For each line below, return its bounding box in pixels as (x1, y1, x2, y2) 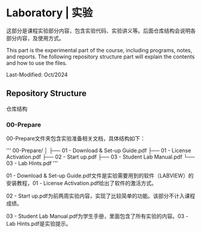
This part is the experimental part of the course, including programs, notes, (6, 46, 192, 53)
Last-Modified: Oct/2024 (6, 71, 68, 78)
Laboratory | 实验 (6, 6, 93, 20)
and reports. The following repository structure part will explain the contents (6, 53, 195, 60)
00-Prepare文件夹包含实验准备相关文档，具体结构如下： (6, 135, 146, 142)
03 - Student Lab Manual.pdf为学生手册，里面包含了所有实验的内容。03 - (6, 213, 188, 220)
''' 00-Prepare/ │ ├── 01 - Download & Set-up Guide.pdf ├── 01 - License (6, 147, 191, 154)
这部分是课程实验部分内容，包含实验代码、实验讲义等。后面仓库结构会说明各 (6, 27, 196, 34)
